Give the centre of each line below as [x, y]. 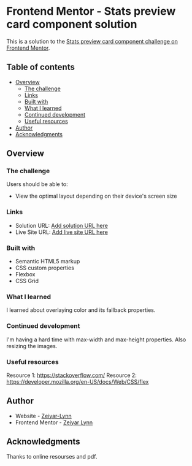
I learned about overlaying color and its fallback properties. [81, 310]
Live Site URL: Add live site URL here [62, 232]
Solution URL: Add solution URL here [62, 225]
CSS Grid [27, 281]
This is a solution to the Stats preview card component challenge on [92, 41]
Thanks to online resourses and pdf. [52, 456]
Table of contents [40, 67]
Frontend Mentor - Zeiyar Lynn [54, 422]
